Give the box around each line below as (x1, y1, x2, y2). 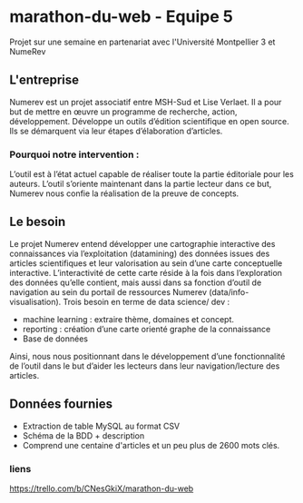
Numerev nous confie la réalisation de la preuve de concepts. (9, 188, 239, 199)
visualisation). (9, 296, 62, 307)
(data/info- (208, 286, 249, 297)
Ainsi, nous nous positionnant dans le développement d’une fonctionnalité (9, 350, 286, 361)
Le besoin (9, 214, 66, 230)
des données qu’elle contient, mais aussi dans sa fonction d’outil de (9, 277, 262, 288)
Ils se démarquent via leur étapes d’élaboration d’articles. (9, 125, 223, 136)
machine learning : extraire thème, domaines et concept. (22, 313, 234, 324)
